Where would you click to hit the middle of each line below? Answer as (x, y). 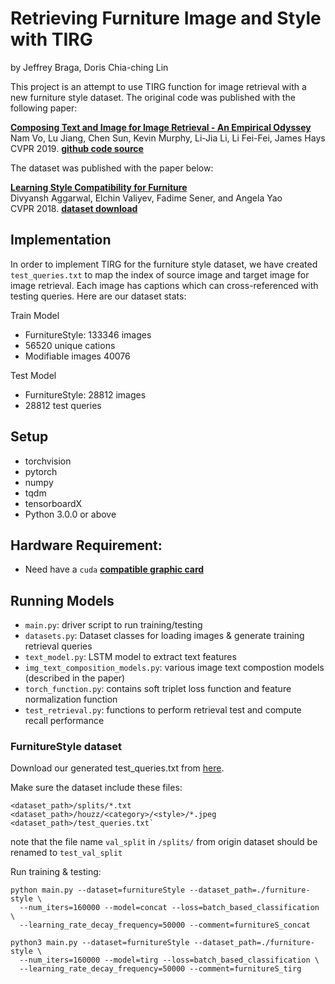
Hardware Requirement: (86, 545)
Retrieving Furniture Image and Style (166, 18)
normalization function (71, 699)
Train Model (35, 315)
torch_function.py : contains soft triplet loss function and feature (158, 689)
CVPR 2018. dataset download (74, 208)
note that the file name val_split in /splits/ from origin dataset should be (164, 842)
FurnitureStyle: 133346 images (88, 334)
